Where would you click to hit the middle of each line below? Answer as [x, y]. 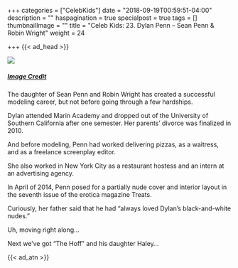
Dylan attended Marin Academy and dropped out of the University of [108, 115]
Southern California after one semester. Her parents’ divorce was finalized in [119, 123]
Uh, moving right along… [43, 230]
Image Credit [27, 76]
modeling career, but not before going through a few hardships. [100, 102]
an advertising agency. [41, 173]
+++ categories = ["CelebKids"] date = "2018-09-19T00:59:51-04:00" [110, 10]
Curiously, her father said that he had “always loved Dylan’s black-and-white [119, 208]
